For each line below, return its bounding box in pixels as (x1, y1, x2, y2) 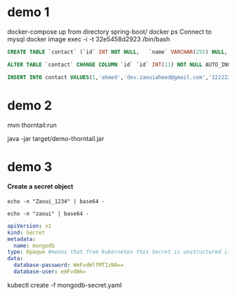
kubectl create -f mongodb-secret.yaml (7, 281, 122, 289)
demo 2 (7, 97, 53, 113)
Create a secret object (7, 182, 74, 191)
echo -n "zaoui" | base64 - (7, 210, 90, 217)
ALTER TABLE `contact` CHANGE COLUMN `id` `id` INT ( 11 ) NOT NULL (7, 61, 202, 68)
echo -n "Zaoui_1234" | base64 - (7, 198, 105, 205)
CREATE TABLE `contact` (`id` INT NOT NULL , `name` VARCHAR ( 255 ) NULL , (7, 48, 228, 55)
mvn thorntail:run (7, 121, 58, 129)
